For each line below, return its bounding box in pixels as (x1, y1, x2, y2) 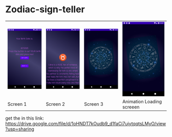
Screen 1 (7, 101, 27, 107)
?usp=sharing (5, 126, 34, 132)
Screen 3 (84, 101, 103, 107)
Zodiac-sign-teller (5, 4, 85, 15)
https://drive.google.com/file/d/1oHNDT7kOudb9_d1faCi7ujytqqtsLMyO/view (5, 121, 166, 127)
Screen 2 (46, 101, 66, 107)
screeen (122, 104, 140, 110)
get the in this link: (5, 115, 45, 121)
